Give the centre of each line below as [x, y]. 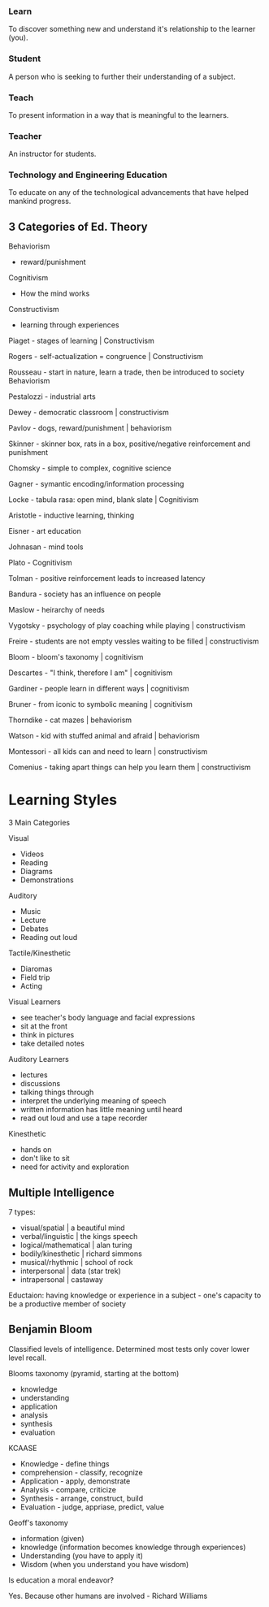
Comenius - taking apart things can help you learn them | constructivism [130, 767]
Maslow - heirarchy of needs [57, 610]
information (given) [52, 1538]
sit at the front [43, 1026]
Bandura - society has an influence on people [85, 594]
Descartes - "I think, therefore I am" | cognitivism [91, 673]
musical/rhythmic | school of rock [76, 1263]
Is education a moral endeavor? [61, 1580]
